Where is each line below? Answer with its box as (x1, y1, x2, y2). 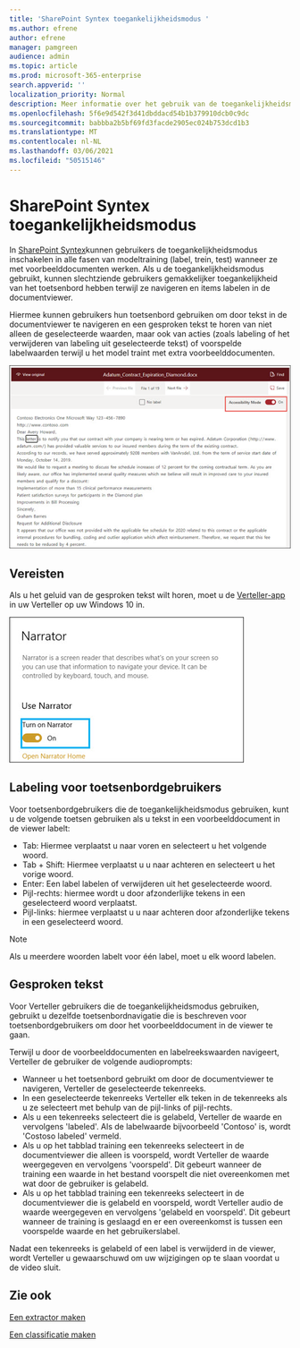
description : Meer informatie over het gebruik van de (9, 99, 218, 108)
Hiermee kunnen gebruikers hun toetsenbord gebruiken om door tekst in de (9, 309, 287, 320)
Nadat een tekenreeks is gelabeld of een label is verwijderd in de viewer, (9, 1242, 277, 1253)
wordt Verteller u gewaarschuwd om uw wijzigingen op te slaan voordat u (9, 1252, 279, 1263)
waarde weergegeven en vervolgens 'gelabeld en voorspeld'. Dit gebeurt (21, 1207, 291, 1217)
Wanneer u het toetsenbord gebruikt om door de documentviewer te (21, 1073, 274, 1084)
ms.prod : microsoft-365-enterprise (9, 72, 142, 81)
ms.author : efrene (9, 23, 78, 33)
